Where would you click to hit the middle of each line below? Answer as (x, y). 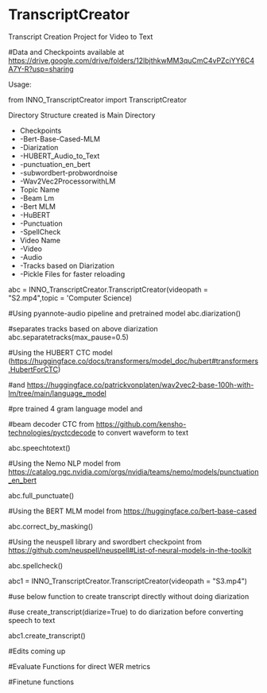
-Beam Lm (37, 198)
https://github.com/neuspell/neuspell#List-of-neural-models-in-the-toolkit (130, 550)
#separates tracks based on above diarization (83, 328)
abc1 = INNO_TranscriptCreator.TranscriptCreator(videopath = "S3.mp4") (128, 581)
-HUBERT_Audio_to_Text (60, 156)
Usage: (20, 84)
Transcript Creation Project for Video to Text (81, 37)
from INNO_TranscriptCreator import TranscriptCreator (98, 99)
